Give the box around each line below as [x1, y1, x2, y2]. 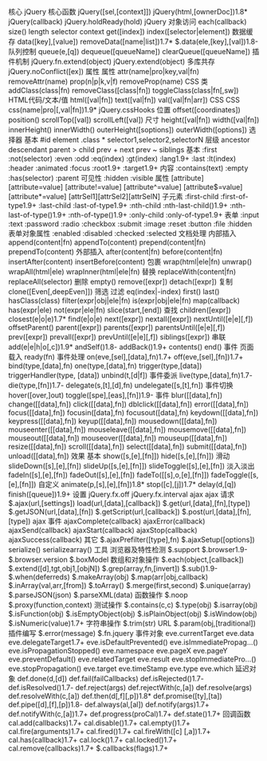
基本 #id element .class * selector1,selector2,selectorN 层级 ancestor [23, 135, 250, 144]
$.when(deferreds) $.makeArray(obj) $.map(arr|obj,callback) [8, 572, 209, 582]
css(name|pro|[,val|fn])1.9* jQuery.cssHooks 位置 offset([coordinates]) [8, 105, 241, 114]
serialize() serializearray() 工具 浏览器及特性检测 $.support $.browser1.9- [8, 545, 248, 554]
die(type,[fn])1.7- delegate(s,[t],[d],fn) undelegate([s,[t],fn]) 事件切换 [8, 381, 234, 390]
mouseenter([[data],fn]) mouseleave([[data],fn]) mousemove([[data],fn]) [8, 425, 247, 434]
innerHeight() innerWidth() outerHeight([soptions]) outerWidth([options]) [8, 125, 248, 134]
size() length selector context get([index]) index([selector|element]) [8, 27, 231, 36]
